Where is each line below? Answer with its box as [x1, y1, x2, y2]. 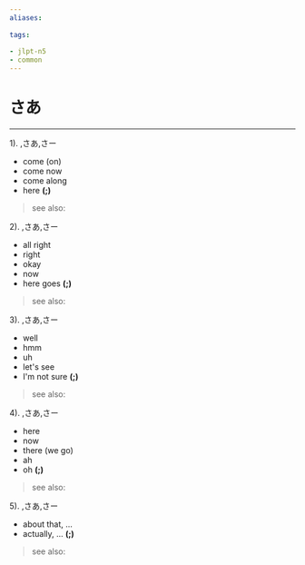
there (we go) [22, 444, 74, 455]
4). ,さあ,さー [9, 407, 59, 418]
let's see [22, 361, 55, 372]
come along [22, 174, 68, 186]
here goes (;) [22, 278, 73, 289]
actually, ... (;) [22, 528, 74, 539]
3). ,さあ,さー [9, 314, 59, 325]
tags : [9, 30, 30, 39]
